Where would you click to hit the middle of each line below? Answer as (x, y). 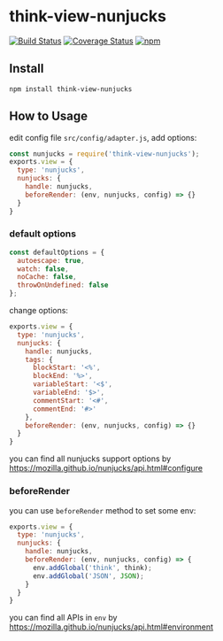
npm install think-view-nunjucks (71, 89)
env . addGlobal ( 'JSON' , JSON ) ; (88, 576)
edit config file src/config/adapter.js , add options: (103, 137)
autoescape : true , (51, 260)
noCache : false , (47, 277)
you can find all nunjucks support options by (90, 459)
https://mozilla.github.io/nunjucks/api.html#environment (111, 627)
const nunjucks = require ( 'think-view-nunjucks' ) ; (104, 154)
